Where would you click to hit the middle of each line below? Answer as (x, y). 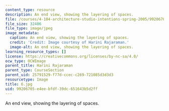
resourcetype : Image (27, 79)
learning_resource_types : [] (36, 51)
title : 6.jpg (19, 84)
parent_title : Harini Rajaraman (39, 65)
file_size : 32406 (23, 24)
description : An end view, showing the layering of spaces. (70, 14)
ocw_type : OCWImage (26, 61)
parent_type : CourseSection (35, 70)
